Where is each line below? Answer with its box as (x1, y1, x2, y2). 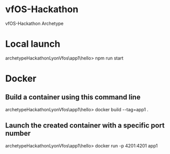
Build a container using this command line (5, 93, 141, 102)
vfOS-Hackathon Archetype (5, 20, 64, 26)
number (5, 129, 31, 138)
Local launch (5, 38, 60, 50)
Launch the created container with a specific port (5, 121, 165, 130)
